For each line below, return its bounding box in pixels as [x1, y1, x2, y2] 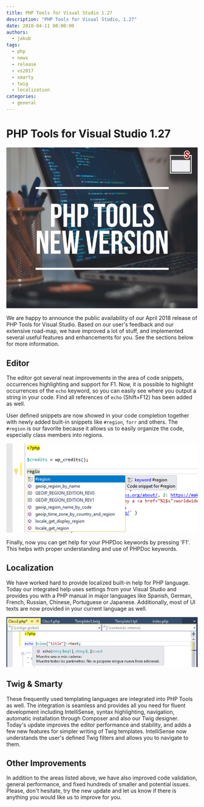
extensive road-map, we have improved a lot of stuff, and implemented [6, 327, 183, 335]
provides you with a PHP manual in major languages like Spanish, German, [6, 592, 192, 599]
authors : [6, 29, 29, 35]
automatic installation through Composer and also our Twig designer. [6, 714, 179, 722]
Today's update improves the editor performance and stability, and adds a [6, 721, 191, 728]
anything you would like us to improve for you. [6, 794, 122, 801]
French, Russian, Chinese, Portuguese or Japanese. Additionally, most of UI [6, 598, 196, 606]
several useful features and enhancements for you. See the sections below [6, 334, 194, 341]
